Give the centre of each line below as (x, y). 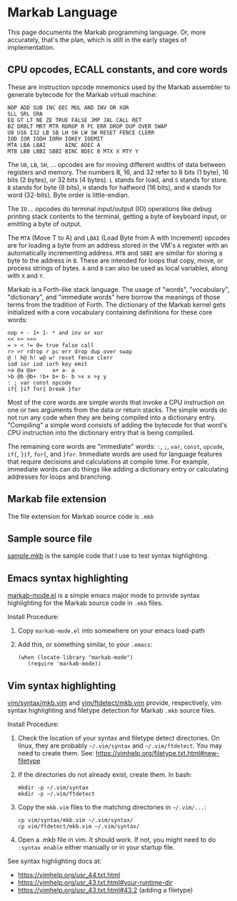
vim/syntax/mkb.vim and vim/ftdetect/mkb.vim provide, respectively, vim (115, 703)
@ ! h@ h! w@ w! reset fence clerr (60, 357)
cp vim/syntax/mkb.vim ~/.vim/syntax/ (75, 820)
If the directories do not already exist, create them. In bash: (105, 774)
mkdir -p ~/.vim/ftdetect (56, 794)
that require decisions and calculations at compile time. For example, (109, 462)
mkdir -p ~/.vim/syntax (53, 788)
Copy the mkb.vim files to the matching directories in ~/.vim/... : (112, 807)
